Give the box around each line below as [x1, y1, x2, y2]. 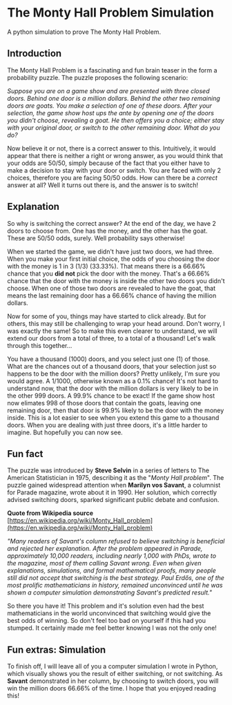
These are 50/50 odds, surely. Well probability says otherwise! [7, 233, 185, 242]
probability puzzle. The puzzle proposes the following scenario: [7, 73, 188, 81]
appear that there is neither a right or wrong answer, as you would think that [7, 151, 223, 160]
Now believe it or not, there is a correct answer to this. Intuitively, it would [7, 144, 216, 153]
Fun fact [7, 447, 43, 460]
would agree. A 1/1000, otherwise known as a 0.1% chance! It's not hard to [7, 376, 219, 385]
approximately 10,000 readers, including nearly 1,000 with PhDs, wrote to [7, 552, 216, 560]
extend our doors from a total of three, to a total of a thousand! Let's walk [7, 334, 216, 342]
